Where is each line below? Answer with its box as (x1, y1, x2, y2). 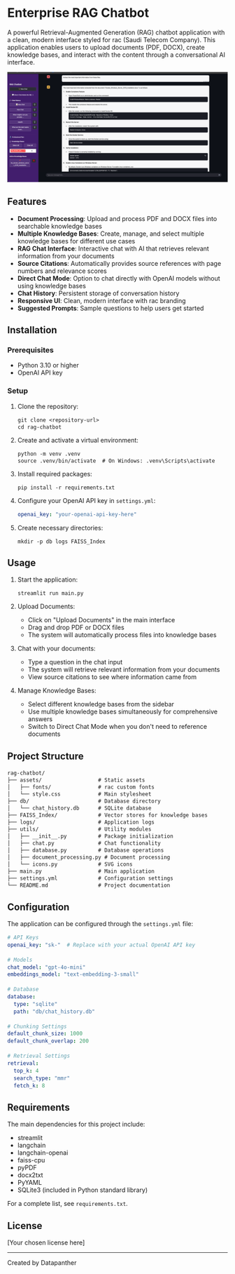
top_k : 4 (13, 1067, 39, 1074)
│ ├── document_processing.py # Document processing (7, 854, 171, 861)
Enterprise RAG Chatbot (7, 5, 150, 21)
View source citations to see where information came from (27, 673, 197, 681)
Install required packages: (17, 469, 92, 478)
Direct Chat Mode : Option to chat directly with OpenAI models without (17, 274, 220, 282)
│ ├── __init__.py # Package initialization (7, 833, 173, 840)
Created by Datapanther (7, 1259, 77, 1267)
